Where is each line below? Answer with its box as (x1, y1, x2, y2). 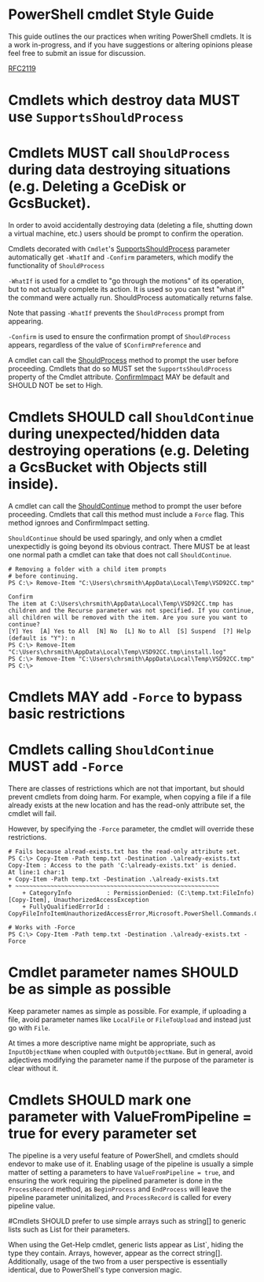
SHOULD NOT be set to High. (8, 381, 104, 390)
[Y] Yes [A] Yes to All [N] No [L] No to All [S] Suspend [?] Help (8, 628, 251, 635)
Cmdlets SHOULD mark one (8, 1091, 192, 1109)
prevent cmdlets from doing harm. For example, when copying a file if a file (8, 792, 251, 802)
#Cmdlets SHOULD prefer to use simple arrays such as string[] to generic (8, 1217, 247, 1225)
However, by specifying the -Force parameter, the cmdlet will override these (8, 824, 255, 833)
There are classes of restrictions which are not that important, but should (8, 784, 245, 793)
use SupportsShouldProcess (8, 108, 185, 126)
